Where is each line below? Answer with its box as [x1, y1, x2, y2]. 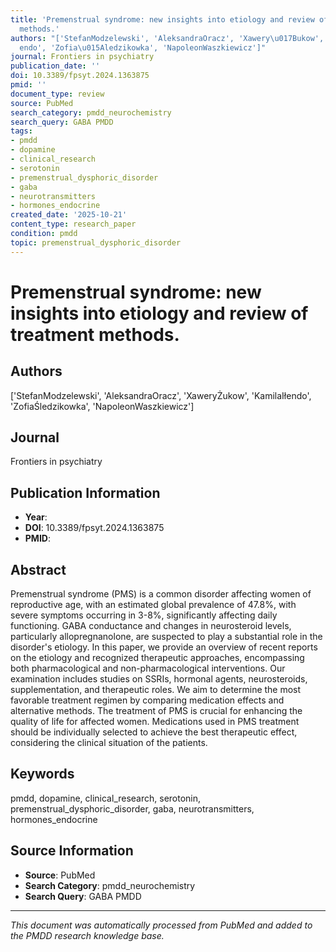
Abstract [10, 561, 67, 578]
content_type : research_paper [10, 219, 137, 230]
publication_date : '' [10, 61, 101, 71]
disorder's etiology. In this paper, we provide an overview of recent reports [10, 641, 318, 653]
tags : [10, 126, 33, 136]
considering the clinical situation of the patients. [10, 737, 208, 749]
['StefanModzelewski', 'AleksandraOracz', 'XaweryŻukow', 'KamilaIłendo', [10, 389, 312, 401]
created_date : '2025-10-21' [10, 210, 128, 220]
